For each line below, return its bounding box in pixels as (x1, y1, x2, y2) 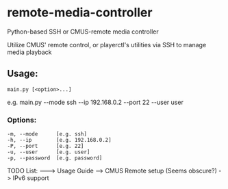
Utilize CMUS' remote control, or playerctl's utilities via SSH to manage (7, 40, 207, 49)
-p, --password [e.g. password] (7, 155, 103, 162)
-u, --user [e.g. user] (7, 149, 90, 155)
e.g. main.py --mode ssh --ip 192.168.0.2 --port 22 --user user (7, 98, 183, 106)
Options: (7, 115, 37, 125)
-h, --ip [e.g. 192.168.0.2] (7, 137, 112, 144)
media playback (7, 48, 52, 56)
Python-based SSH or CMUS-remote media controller (7, 27, 159, 36)
